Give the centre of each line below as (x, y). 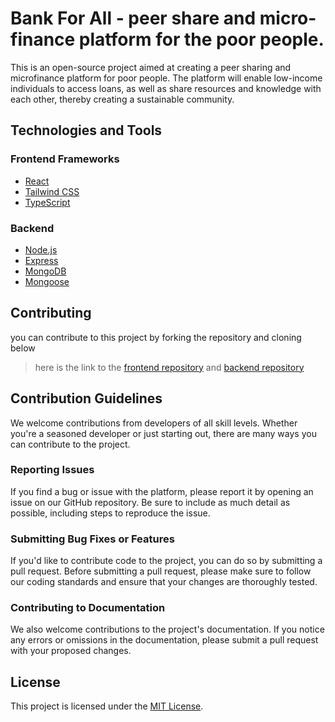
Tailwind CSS (52, 191)
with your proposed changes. (71, 651)
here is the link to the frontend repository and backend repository (169, 367)
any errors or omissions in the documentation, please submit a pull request (164, 640)
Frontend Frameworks (65, 159)
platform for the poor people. (201, 39)
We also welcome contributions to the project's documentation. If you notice (167, 629)
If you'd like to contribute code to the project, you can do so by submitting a (166, 561)
